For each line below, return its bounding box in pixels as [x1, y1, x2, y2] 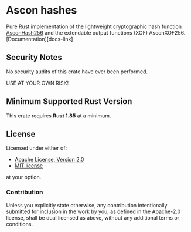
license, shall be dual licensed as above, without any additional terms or [6, 214, 180, 221]
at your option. [6, 174, 42, 181]
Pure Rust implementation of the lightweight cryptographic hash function [6, 23, 182, 30]
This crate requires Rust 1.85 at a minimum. [6, 112, 111, 119]
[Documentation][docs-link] [6, 35, 73, 42]
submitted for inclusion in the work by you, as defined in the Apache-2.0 [6, 208, 180, 215]
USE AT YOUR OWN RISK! [6, 79, 69, 86]
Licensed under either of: [6, 144, 67, 152]
